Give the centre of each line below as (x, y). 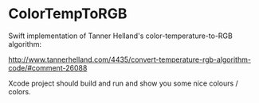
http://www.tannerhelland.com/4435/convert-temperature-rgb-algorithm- (129, 59)
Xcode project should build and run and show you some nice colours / (124, 83)
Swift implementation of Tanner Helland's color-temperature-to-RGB (120, 36)
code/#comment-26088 (48, 67)
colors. (20, 91)
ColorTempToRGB (68, 14)
